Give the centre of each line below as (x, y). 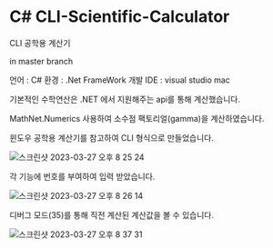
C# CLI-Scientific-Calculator (120, 17)
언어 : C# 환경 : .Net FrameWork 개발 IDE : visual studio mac (120, 80)
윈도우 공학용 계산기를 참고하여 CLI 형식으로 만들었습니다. (111, 137)
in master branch (41, 61)
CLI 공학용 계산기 (40, 43)
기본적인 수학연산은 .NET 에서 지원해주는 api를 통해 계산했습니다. (125, 99)
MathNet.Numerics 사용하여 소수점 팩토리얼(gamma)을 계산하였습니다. (137, 118)
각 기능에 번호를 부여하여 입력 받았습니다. (82, 176)
